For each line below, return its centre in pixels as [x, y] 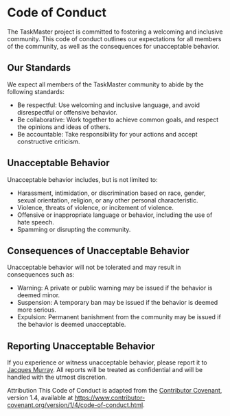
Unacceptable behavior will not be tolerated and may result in [94, 267]
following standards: [36, 91]
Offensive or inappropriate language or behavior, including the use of [115, 215]
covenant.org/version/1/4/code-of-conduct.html [75, 405]
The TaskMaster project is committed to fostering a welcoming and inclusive [115, 32]
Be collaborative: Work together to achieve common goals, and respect [117, 119]
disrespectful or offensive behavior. [67, 112]
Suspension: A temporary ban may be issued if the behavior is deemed [117, 303]
